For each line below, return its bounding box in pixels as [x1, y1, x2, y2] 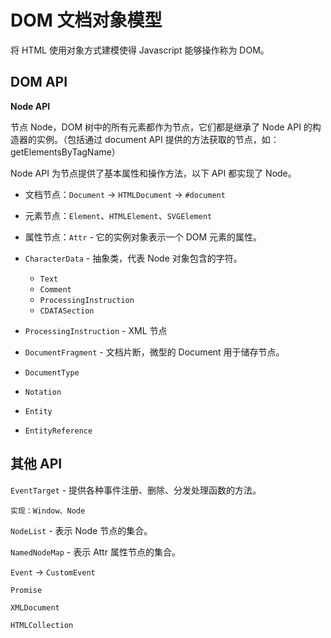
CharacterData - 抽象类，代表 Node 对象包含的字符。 [24, 252, 243, 264]
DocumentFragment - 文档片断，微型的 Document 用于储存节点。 [24, 346, 285, 358]
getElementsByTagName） [10, 146, 121, 158]
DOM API [10, 74, 68, 91]
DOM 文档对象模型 [10, 9, 163, 32]
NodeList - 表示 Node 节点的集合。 [10, 524, 153, 536]
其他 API [10, 456, 63, 473]
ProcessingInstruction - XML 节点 [24, 324, 168, 336]
